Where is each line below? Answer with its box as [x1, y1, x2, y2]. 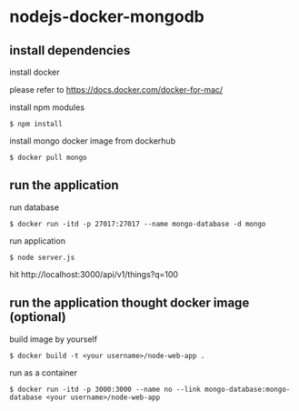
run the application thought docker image [9, 296, 250, 311]
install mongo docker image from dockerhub [9, 135, 175, 146]
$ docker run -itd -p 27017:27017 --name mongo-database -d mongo [9, 219, 266, 228]
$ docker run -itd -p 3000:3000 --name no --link [9, 385, 202, 394]
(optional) [9, 309, 66, 325]
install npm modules [9, 102, 85, 113]
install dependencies [9, 43, 131, 58]
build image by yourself [9, 334, 98, 345]
